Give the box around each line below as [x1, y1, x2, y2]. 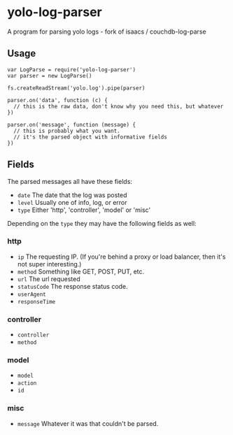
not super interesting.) [17, 259, 82, 268]
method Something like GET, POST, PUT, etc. [17, 267, 145, 276]
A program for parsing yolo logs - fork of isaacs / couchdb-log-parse [7, 27, 206, 36]
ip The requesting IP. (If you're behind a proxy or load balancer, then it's [17, 252, 226, 261]
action [17, 380, 37, 387]
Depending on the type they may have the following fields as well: [7, 219, 197, 227]
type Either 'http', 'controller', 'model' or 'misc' [17, 206, 151, 214]
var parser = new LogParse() [7, 72, 92, 79]
